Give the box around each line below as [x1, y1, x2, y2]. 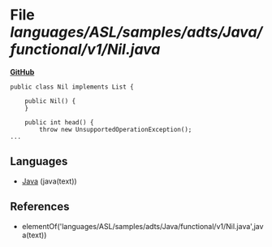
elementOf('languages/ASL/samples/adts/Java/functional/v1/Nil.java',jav [21, 221, 264, 231]
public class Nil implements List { [10, 83, 134, 91]
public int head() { [24, 118, 94, 127]
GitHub [10, 67, 35, 76]
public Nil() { [24, 97, 76, 105]
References [10, 200, 70, 214]
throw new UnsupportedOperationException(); [39, 125, 192, 133]
